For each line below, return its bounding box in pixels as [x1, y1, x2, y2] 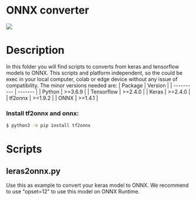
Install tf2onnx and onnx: [6, 109, 79, 117]
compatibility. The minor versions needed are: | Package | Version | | [6, 82, 172, 89]
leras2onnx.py [6, 166, 61, 176]
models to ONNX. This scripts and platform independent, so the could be [6, 69, 183, 76]
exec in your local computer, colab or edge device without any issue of [6, 75, 178, 83]
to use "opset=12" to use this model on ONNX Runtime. [6, 188, 140, 195]
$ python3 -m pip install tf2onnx [6, 122, 91, 129]
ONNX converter [6, 4, 89, 17]
